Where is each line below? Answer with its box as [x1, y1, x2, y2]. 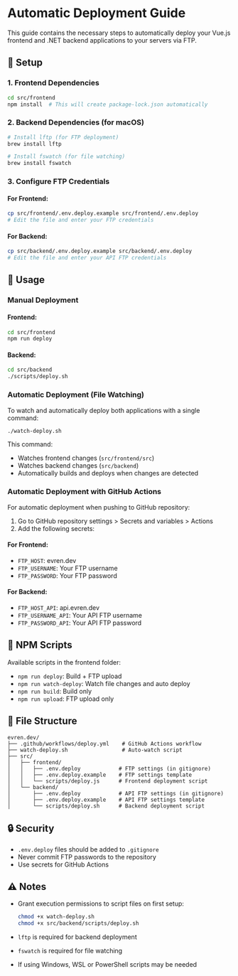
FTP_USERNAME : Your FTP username [17, 564, 119, 572]
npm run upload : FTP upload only [17, 695, 114, 703]
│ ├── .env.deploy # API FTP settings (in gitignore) [7, 790, 224, 797]
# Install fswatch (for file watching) [7, 153, 126, 161]
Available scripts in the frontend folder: [7, 658, 121, 666]
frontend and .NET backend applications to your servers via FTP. [7, 36, 198, 44]
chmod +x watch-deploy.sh [17, 913, 94, 921]
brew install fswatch [7, 160, 72, 167]
